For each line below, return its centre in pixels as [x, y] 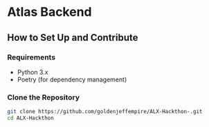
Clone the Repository [44, 97]
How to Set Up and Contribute [73, 38]
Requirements [31, 57]
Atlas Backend [49, 12]
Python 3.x [33, 72]
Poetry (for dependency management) [72, 79]
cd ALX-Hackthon [30, 118]
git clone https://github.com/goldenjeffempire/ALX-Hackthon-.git [105, 112]
